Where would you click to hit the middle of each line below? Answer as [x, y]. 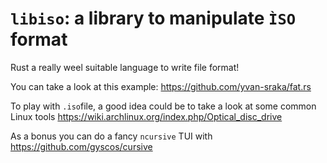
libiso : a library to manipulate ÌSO [153, 18]
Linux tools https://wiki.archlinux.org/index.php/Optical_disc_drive [146, 116]
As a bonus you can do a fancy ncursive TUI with [111, 136]
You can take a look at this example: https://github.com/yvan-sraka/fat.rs [161, 86]
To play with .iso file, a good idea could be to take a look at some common [163, 106]
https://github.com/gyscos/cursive [81, 146]
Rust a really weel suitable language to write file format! [125, 67]
